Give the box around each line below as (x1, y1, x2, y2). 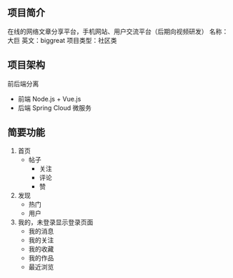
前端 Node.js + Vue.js (17, 94, 81, 103)
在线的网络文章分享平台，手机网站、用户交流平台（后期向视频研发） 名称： (7, 27, 229, 36)
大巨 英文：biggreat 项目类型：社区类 (7, 36, 117, 44)
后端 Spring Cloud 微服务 (17, 103, 91, 112)
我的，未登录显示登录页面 (17, 218, 94, 227)
